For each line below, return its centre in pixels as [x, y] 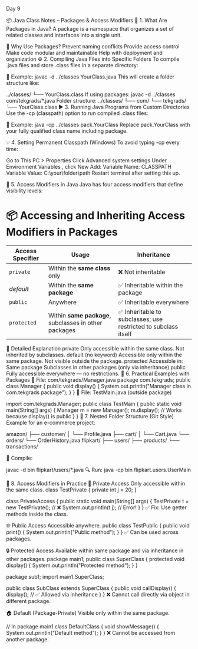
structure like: [23, 83]
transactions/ [22, 446]
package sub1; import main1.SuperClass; [55, 576]
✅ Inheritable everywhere [154, 302]
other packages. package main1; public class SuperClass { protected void [95, 559]
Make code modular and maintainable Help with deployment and [85, 53]
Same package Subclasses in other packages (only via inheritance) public [96, 367]
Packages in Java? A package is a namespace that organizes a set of [90, 29]
